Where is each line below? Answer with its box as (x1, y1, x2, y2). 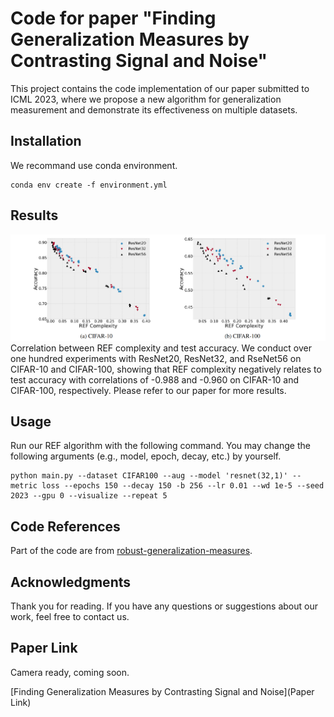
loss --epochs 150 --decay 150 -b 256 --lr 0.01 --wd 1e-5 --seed (41, 481, 325, 491)
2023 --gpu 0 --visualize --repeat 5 (10, 491, 168, 501)
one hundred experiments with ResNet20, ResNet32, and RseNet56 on (10, 352, 302, 364)
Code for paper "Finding (10, 7, 217, 30)
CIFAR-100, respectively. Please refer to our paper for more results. (10, 384, 287, 396)
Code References (10, 518, 121, 535)
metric (10, 481, 38, 491)
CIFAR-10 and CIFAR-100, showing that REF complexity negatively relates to (10, 363, 322, 375)
